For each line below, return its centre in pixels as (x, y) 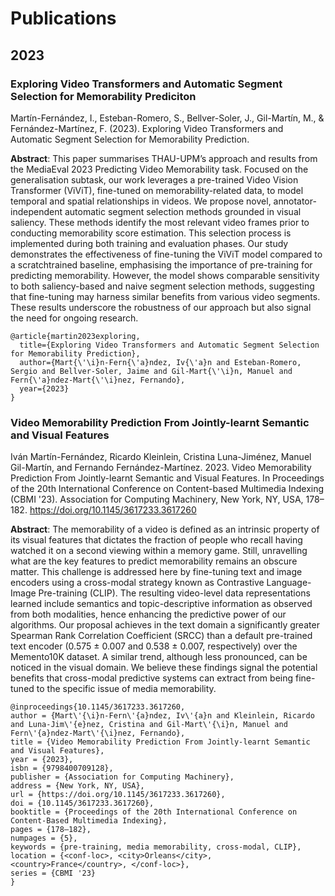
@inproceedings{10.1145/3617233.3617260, (98, 707)
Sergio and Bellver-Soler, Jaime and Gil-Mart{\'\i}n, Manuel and (151, 371)
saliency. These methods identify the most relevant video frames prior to (160, 222)
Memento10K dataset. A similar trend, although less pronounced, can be (159, 657)
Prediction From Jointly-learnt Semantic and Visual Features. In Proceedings (167, 478)
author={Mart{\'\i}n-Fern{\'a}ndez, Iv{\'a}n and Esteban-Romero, (160, 362)
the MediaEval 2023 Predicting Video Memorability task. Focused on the (159, 169)
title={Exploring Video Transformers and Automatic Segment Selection (169, 345)
